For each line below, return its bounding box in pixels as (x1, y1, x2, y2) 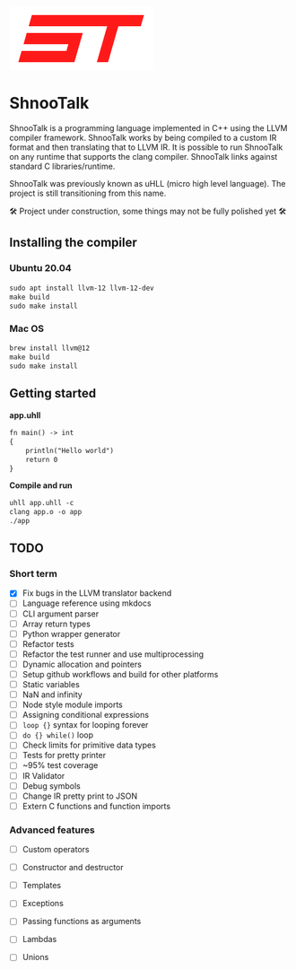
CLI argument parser (22, 608, 100, 619)
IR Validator (22, 770, 65, 781)
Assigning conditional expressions (22, 710, 150, 721)
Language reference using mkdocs (22, 598, 152, 608)
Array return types (22, 618, 91, 629)
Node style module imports (22, 699, 124, 711)
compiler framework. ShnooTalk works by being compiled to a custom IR (9, 132, 277, 143)
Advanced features (9, 824, 96, 836)
